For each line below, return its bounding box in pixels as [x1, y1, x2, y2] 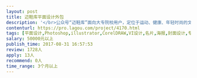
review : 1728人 [6, 47, 42, 53]
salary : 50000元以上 [6, 36, 54, 42]
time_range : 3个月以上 [6, 63, 58, 69]
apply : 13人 [6, 52, 35, 58]
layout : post [6, 8, 38, 15]
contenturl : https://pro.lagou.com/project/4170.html [6, 25, 141, 31]
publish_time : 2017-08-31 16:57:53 [6, 42, 93, 48]
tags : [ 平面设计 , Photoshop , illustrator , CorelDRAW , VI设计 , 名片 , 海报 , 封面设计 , [6, 30, 189, 36]
